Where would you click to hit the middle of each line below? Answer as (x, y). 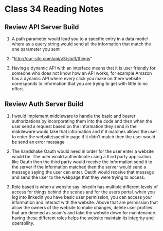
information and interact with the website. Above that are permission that (85, 202)
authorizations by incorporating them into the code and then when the (82, 121)
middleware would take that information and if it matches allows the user (84, 131)
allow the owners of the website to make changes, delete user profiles (82, 207)
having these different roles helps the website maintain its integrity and (83, 218)
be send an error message (38, 142)
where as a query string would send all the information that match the (81, 44)
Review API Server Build (42, 27)
